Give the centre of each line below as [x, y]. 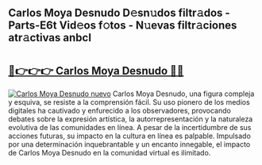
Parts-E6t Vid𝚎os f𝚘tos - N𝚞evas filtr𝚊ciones [123, 26]
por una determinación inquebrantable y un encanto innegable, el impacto [129, 144]
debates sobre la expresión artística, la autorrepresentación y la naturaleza [131, 119]
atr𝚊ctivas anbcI [50, 38]
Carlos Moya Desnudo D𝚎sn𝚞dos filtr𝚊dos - [119, 13]
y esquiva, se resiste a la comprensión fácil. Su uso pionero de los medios [129, 102]
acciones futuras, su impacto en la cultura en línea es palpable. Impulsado [130, 136]
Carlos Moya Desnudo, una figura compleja [183, 94]
